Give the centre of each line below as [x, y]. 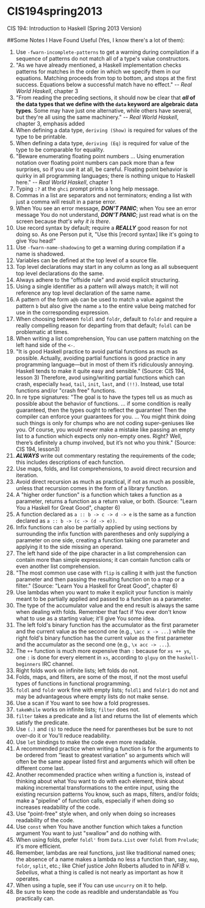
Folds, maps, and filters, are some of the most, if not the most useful [102, 677]
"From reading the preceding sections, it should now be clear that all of [106, 97]
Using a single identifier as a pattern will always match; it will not [97, 286]
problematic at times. [42, 331]
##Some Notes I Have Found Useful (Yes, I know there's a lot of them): [96, 40]
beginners [28, 664]
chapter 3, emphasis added [50, 123]
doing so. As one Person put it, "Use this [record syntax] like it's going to [107, 234]
